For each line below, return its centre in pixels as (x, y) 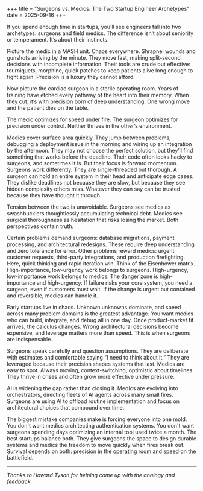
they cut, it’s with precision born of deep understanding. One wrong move (98, 101)
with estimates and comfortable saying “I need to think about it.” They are (98, 357)
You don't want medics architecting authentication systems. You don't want (101, 426)
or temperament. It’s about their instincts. (58, 40)
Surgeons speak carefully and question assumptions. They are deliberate (98, 351)
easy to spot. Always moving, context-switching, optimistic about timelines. (101, 370)
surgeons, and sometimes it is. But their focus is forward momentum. (92, 163)
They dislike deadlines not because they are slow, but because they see (96, 182)
